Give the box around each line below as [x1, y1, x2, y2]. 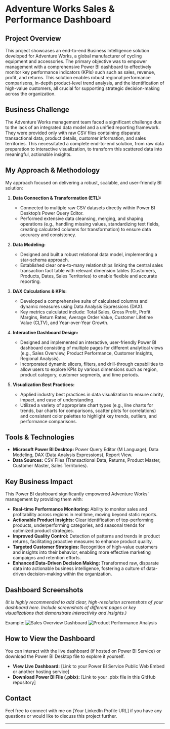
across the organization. [5, 91, 56, 97]
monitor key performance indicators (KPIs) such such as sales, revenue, [5, 69, 156, 75]
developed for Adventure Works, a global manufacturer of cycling [5, 53, 142, 59]
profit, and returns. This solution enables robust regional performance [5, 75, 151, 80]
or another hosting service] [12, 669, 70, 675]
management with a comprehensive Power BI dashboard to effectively [5, 64, 152, 70]
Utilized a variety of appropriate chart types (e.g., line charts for [20, 402, 153, 408]
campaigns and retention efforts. [12, 555, 81, 561]
